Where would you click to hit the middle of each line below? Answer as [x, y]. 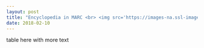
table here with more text [38, 40]
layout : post [23, 12]
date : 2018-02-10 [28, 23]
